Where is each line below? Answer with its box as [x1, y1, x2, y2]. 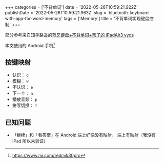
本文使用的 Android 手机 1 [5, 42, 55, 48]
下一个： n [12, 90, 33, 96]
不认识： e [12, 84, 33, 90]
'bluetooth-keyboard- [107, 10, 151, 16]
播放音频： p [12, 97, 38, 102]
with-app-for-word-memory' [5, 16, 63, 21]
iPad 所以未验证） [12, 138, 48, 144]
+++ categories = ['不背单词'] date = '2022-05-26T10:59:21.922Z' [5, 4, 138, 10]
